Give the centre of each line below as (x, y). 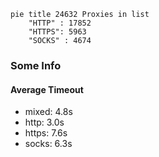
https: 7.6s (46, 133)
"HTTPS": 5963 (57, 32)
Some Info (36, 65)
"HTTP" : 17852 (60, 23)
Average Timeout (47, 89)
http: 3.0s (44, 122)
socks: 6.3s (48, 144)
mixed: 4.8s (48, 112)
